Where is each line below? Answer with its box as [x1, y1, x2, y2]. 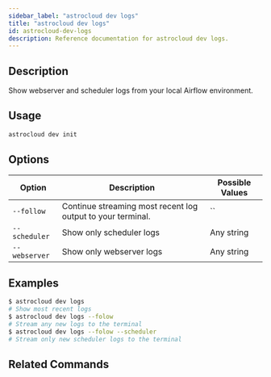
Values [220, 186, 248, 198]
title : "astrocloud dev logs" [8, 19, 110, 27]
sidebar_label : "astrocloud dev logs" [8, 11, 139, 20]
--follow [12, 207, 46, 216]
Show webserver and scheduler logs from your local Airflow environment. [8, 86, 254, 95]
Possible [217, 177, 252, 188]
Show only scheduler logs [61, 227, 160, 238]
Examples [8, 276, 59, 290]
